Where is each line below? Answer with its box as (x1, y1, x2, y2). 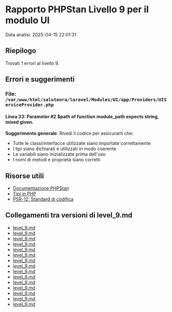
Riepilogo (5, 46, 36, 55)
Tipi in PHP (12, 191, 37, 197)
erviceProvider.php (5, 102, 54, 108)
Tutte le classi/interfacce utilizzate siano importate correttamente (12, 140, 151, 146)
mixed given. (5, 119, 34, 125)
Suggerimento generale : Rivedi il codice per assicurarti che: (5, 130, 133, 137)
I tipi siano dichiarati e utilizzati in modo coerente (12, 145, 117, 152)
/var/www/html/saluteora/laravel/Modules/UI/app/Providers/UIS (5, 97, 167, 103)
